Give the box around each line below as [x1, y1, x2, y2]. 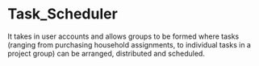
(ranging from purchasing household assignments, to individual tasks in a [7, 39, 252, 49]
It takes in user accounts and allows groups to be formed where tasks [7, 31, 240, 41]
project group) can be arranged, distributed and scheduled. [7, 48, 205, 58]
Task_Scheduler [7, 5, 118, 23]
